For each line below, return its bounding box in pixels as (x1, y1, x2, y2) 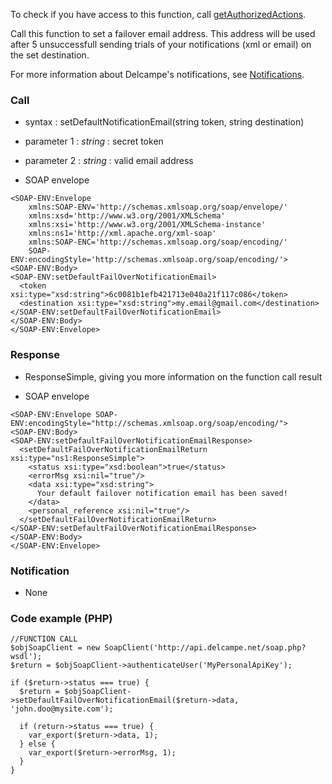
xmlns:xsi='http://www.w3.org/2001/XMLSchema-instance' (28, 220, 267, 230)
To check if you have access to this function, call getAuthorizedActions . (10, 9, 307, 20)
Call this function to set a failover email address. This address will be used (10, 28, 316, 39)
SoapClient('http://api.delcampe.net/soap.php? (104, 643, 307, 653)
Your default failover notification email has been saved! (36, 488, 288, 498)
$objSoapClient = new (10, 643, 101, 653)
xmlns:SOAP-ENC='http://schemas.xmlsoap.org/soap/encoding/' (28, 237, 288, 248)
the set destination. (10, 49, 90, 61)
